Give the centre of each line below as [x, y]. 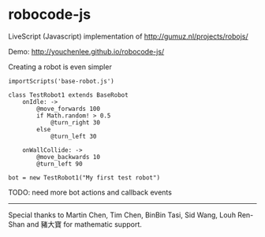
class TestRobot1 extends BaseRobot [68, 95]
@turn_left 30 [73, 136]
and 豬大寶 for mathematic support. [84, 224]
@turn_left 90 [60, 164]
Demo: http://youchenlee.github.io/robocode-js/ [86, 51]
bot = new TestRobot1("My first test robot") [84, 178]
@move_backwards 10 [69, 157]
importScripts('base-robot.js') [61, 81]
